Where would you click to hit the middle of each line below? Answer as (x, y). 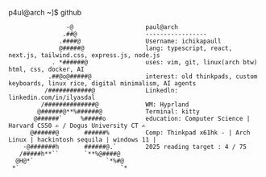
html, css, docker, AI (46, 69)
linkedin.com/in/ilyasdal (52, 97)
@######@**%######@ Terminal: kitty (118, 112)
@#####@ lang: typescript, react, (145, 48)
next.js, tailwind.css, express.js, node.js (84, 56)
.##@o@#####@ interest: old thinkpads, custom (153, 76)
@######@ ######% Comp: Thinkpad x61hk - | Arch (140, 133)
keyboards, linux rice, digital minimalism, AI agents (102, 84)
